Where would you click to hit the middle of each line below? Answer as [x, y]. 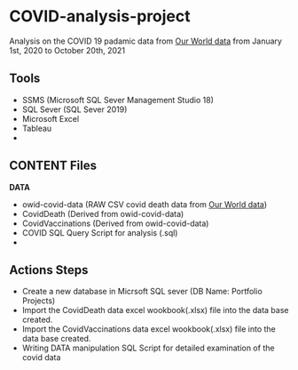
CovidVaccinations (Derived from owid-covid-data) [115, 223]
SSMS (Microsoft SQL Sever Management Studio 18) [118, 100]
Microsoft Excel [51, 118]
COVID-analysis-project [100, 16]
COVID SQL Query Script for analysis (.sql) [100, 232]
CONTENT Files [53, 166]
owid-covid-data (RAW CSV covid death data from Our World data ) [145, 204]
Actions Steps [49, 270]
